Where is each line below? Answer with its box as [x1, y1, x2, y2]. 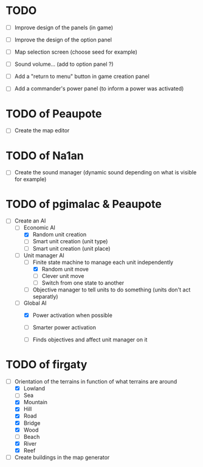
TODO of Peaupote [5, 107, 102, 121]
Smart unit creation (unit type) [32, 238, 108, 245]
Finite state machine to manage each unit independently [32, 258, 174, 266]
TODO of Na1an [5, 149, 84, 162]
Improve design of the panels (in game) [14, 24, 114, 31]
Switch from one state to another [41, 279, 125, 287]
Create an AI [14, 217, 46, 224]
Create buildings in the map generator [14, 454, 110, 461]
